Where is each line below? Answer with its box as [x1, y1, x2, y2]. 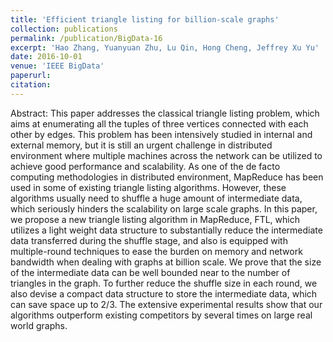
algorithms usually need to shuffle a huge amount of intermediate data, [10, 192, 303, 204]
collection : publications [10, 24, 118, 34]
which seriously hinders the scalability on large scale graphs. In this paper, [10, 202, 318, 215]
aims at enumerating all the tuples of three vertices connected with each [10, 117, 309, 130]
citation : [10, 80, 52, 90]
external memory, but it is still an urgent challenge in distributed [10, 139, 273, 151]
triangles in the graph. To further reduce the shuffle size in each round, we [10, 277, 318, 289]
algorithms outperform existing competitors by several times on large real [10, 309, 313, 321]
